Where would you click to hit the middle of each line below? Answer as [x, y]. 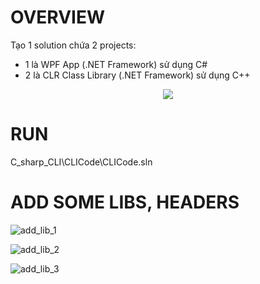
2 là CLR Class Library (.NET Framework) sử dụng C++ [137, 75]
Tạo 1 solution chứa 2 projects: [73, 45]
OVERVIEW [58, 17]
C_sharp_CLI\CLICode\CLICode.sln [81, 162]
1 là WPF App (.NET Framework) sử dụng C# [116, 64]
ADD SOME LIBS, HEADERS [125, 202]
